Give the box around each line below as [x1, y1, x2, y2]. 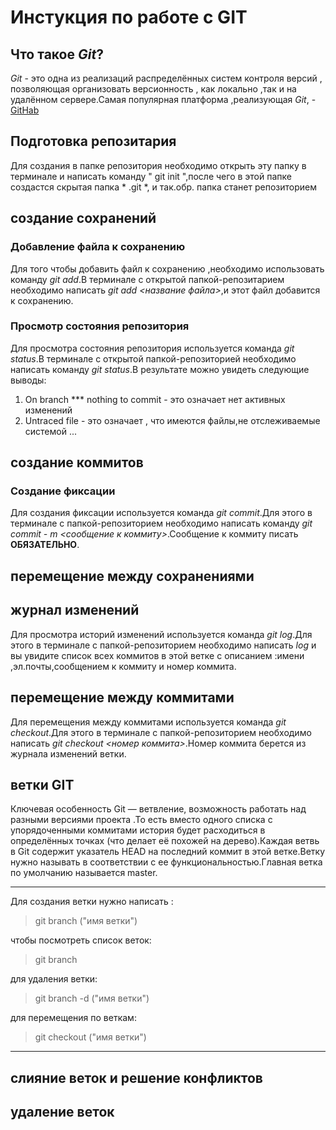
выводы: [10, 374, 47, 386]
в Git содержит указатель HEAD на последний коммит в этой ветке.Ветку [10, 846, 326, 858]
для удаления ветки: [10, 973, 98, 985]
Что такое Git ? [10, 46, 104, 63]
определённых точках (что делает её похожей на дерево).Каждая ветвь [10, 835, 320, 847]
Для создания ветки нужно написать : [10, 896, 174, 908]
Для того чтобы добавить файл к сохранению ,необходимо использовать [10, 262, 325, 275]
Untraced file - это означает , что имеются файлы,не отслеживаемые [24, 414, 321, 426]
